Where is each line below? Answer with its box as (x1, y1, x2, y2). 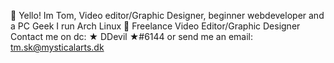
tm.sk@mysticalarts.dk (10, 41, 105, 53)
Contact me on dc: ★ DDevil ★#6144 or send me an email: (10, 31, 254, 42)
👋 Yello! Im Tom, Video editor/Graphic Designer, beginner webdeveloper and (10, 10, 325, 21)
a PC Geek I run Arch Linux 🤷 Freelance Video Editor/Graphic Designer (10, 20, 301, 32)
